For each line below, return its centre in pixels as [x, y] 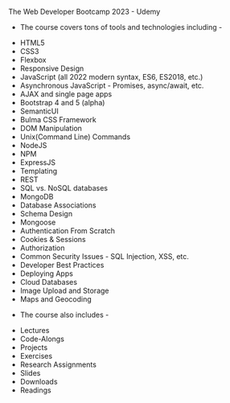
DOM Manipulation [51, 128]
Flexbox [33, 60]
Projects [34, 347]
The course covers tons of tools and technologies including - [121, 27]
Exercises [36, 356]
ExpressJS [38, 162]
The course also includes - [64, 315]
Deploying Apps [47, 273]
